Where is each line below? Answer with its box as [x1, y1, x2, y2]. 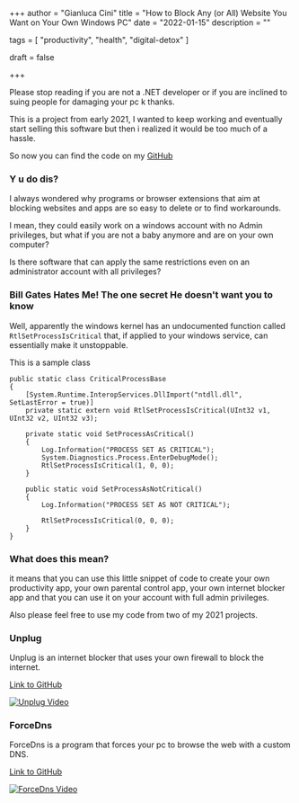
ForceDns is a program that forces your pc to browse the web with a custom [9, 739, 291, 750]
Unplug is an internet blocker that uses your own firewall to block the [9, 652, 265, 664]
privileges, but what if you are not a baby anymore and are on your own [9, 229, 274, 241]
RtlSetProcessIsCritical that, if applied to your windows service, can [9, 330, 268, 341]
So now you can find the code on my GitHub [9, 150, 173, 161]
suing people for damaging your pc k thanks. [9, 96, 175, 107]
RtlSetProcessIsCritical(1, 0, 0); [41, 460, 175, 470]
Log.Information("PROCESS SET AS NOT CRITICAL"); [41, 500, 231, 509]
